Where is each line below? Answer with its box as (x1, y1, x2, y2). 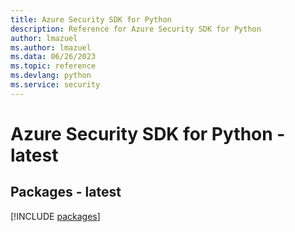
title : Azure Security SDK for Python (10, 14, 172, 25)
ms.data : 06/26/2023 (10, 52, 97, 62)
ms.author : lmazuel (10, 42, 92, 53)
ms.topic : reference (10, 61, 97, 71)
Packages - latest (10, 184, 122, 201)
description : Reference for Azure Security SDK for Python (10, 24, 262, 34)
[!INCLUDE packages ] (10, 210, 101, 222)
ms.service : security (10, 80, 101, 90)
